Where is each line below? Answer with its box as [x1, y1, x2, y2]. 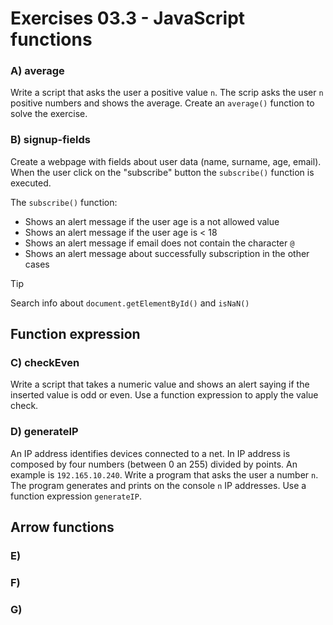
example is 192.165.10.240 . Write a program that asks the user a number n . [10, 468, 319, 481]
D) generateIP [10, 425, 79, 439]
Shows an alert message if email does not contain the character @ [24, 237, 295, 249]
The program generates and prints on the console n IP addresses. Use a [10, 479, 307, 491]
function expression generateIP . [10, 490, 142, 502]
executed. [10, 177, 52, 189]
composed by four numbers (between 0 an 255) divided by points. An [10, 458, 298, 470]
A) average [10, 64, 65, 78]
